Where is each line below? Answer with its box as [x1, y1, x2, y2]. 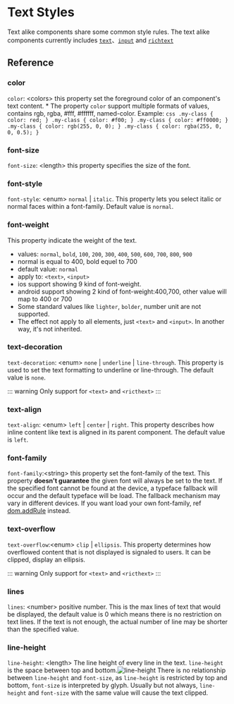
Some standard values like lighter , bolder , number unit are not [17, 302, 202, 310]
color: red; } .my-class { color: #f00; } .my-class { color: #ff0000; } [7, 116, 229, 123]
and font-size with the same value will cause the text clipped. [27, 688, 209, 697]
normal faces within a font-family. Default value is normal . [7, 202, 174, 211]
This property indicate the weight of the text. [7, 236, 137, 244]
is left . [7, 435, 29, 444]
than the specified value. [7, 625, 80, 633]
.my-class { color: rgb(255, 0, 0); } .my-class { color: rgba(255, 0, [7, 123, 222, 130]
